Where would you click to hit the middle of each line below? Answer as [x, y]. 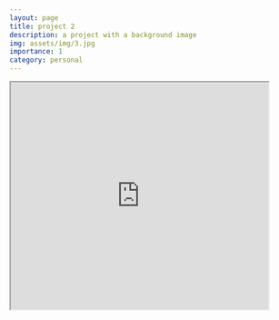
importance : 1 [36, 52]
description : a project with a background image [103, 35]
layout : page [34, 18]
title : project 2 [42, 26]
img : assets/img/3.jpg [52, 43]
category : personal [46, 60]
